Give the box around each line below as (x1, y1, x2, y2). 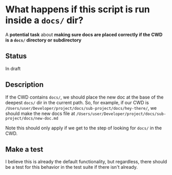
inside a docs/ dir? (5, 14, 84, 26)
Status (5, 52, 27, 61)
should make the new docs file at (5, 110, 75, 116)
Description (5, 81, 44, 89)
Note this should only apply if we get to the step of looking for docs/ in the (5, 125, 162, 131)
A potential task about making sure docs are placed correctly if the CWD (5, 31, 163, 37)
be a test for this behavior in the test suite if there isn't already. (5, 164, 138, 170)
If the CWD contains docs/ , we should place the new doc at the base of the (5, 94, 164, 100)
